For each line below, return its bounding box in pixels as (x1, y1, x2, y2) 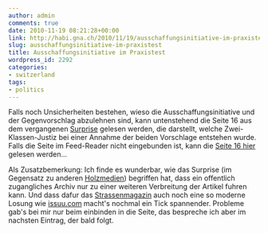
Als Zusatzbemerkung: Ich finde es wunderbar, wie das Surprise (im (8, 165, 232, 175)
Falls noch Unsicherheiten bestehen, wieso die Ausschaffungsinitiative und (8, 107, 255, 117)
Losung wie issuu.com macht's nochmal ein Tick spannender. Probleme (8, 199, 245, 208)
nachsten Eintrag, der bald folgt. (8, 216, 114, 225)
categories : (8, 64, 48, 72)
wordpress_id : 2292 (8, 56, 73, 64)
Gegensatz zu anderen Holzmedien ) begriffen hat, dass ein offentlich (8, 173, 235, 183)
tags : (8, 78, 26, 86)
